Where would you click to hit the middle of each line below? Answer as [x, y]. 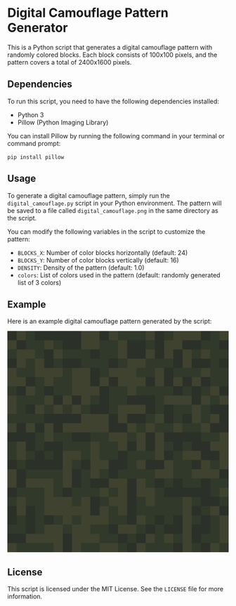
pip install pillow [36, 157]
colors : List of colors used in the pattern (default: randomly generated [119, 275]
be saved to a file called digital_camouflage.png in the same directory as [113, 210]
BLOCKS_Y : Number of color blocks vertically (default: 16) [98, 260]
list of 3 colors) [39, 282]
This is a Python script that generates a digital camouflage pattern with [110, 47]
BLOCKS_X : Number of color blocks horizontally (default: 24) [103, 252]
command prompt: [34, 143]
